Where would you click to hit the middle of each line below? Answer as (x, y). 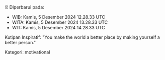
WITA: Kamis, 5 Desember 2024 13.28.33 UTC (60, 22)
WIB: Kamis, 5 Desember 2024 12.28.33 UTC (59, 17)
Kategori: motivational (27, 52)
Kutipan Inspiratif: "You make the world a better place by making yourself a (82, 37)
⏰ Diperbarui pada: (25, 7)
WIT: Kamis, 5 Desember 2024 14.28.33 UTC (58, 28)
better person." (20, 42)
